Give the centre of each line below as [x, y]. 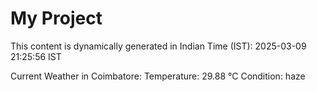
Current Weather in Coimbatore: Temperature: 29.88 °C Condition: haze [158, 76]
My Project [56, 18]
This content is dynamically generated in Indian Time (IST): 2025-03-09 [158, 46]
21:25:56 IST [36, 56]
